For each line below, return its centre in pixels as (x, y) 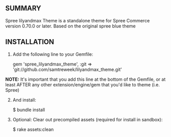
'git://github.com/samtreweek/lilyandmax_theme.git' (67, 69)
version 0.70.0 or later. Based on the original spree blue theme (70, 26)
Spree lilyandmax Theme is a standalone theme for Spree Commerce (78, 20)
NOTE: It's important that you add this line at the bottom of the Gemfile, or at (85, 79)
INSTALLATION (30, 42)
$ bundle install (29, 110)
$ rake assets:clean (33, 129)
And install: (24, 100)
